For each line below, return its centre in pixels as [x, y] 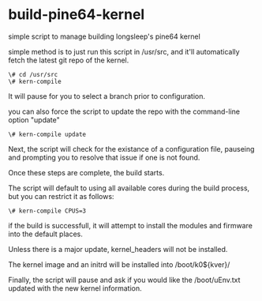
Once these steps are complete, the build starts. [86, 172]
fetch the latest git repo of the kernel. [69, 60]
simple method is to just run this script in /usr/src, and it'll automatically [124, 51]
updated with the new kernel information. [75, 288]
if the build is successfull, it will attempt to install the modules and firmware [130, 225]
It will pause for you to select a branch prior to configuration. [107, 96]
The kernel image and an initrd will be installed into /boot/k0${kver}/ [119, 264]
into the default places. [45, 234]
